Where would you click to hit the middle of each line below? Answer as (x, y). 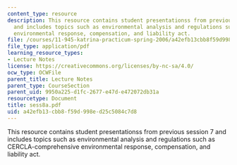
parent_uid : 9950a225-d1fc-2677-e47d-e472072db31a (83, 92)
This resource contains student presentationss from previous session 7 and (117, 131)
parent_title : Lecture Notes (50, 79)
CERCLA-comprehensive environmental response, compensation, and (109, 146)
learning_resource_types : (45, 53)
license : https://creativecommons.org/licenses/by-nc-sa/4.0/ (101, 66)
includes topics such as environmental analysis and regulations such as (111, 139)
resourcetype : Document (42, 99)
